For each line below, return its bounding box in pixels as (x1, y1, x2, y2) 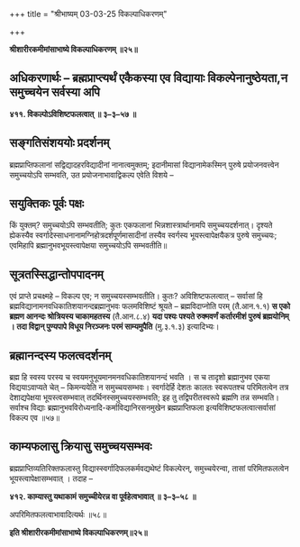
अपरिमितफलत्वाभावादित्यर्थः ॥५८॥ (9, 509, 107, 520)
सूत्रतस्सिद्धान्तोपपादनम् (9, 267, 104, 282)
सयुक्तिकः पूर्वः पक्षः (9, 196, 84, 212)
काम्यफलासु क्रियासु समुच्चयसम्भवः (9, 439, 152, 454)
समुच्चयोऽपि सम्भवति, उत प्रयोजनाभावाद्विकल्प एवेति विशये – (9, 169, 174, 180)
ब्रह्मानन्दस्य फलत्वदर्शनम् (9, 348, 112, 363)
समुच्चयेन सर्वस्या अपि (9, 85, 101, 100)
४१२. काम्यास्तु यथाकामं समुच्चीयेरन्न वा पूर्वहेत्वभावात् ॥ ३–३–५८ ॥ (9, 491, 196, 502)
